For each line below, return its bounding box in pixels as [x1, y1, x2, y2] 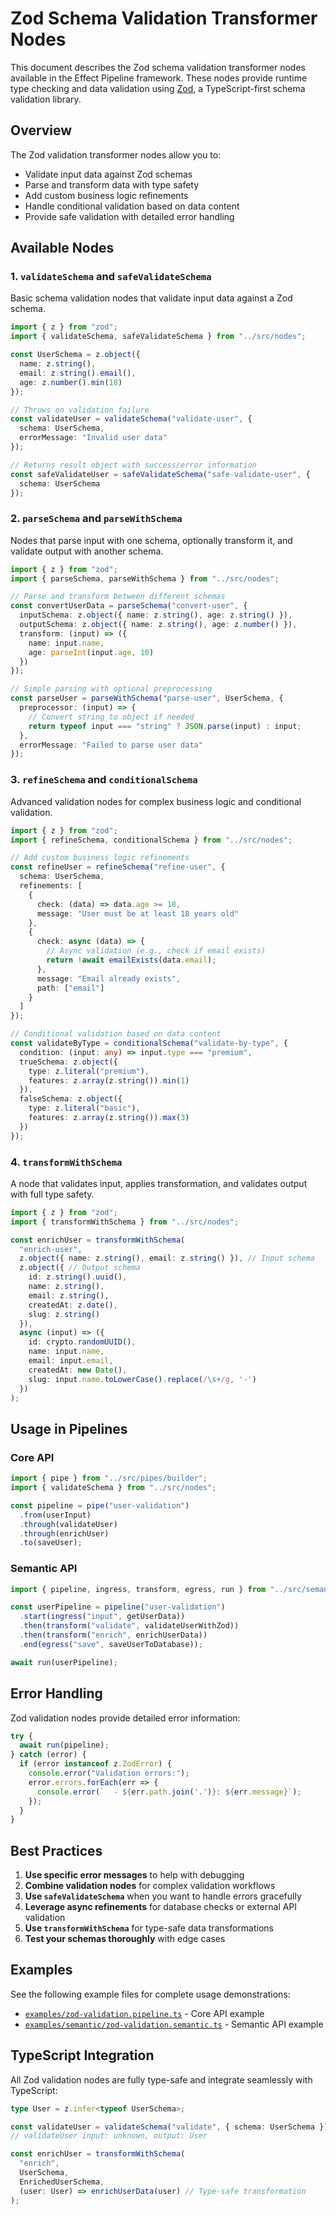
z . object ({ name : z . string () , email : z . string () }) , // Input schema [19, 1253, 315, 1264]
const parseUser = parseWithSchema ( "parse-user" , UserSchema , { [10, 693, 284, 704]
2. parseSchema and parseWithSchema [10, 512, 183, 526]
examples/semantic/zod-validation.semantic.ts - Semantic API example [24, 2018, 324, 2030]
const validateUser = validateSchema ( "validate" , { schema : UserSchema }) [10, 2122, 329, 2132]
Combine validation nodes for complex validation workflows [24, 1880, 276, 1892]
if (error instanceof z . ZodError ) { [19, 1759, 172, 1769]
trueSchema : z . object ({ [19, 1057, 118, 1067]
